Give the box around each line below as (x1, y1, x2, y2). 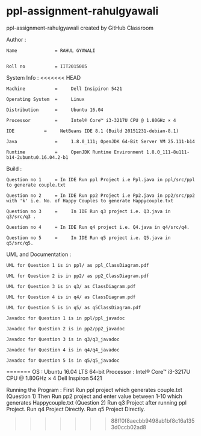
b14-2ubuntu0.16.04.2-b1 (6, 154, 69, 161)
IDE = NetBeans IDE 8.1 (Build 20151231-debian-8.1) (6, 128, 179, 134)
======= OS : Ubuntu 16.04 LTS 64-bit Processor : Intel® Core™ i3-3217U (6, 368, 191, 375)
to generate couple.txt (6, 182, 66, 188)
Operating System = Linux (6, 96, 85, 102)
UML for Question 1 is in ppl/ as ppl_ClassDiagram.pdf (6, 262, 149, 268)
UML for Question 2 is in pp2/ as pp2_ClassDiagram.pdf (6, 273, 149, 279)
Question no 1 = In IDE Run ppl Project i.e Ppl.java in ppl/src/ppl (6, 176, 196, 182)
